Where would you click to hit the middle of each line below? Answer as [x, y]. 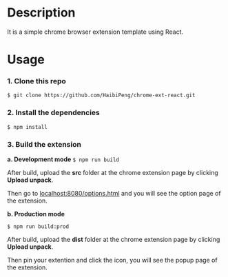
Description [41, 13]
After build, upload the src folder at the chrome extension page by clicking [113, 173]
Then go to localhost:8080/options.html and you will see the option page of [114, 194]
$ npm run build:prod [38, 227]
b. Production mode [36, 214]
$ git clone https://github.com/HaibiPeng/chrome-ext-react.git [101, 95]
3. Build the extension [44, 144]
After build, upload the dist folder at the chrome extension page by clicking [114, 240]
